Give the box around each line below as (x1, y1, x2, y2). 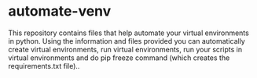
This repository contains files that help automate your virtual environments (8, 28, 249, 37)
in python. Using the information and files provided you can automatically (8, 36, 245, 45)
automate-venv (8, 2, 112, 20)
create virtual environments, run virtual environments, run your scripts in (8, 44, 242, 54)
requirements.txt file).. (8, 61, 80, 70)
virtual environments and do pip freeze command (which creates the (8, 53, 230, 62)
